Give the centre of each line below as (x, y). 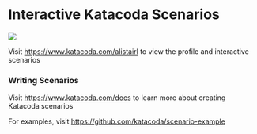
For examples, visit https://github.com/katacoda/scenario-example (117, 121)
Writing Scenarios (43, 80)
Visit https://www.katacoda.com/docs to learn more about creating (117, 98)
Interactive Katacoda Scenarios (114, 15)
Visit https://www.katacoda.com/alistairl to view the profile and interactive (128, 51)
